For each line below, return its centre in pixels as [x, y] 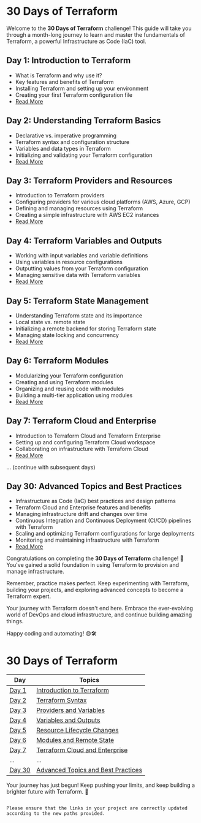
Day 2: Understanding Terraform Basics [84, 121]
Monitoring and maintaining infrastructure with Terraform [87, 540]
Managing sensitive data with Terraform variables [78, 275]
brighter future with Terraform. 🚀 [47, 792]
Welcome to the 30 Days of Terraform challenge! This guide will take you [99, 28]
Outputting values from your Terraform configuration [82, 268]
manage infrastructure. [35, 572]
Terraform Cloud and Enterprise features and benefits [83, 507]
